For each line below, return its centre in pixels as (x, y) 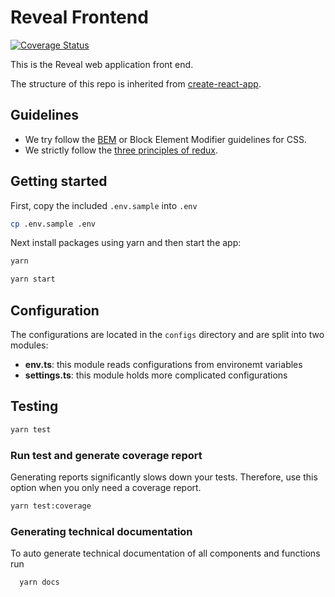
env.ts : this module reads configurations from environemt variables (163, 364)
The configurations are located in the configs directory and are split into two (167, 334)
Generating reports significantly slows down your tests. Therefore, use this (164, 477)
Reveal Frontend (79, 17)
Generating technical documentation (101, 531)
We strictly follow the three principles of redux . (121, 150)
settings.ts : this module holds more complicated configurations (156, 375)
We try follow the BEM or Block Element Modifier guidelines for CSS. (165, 139)
